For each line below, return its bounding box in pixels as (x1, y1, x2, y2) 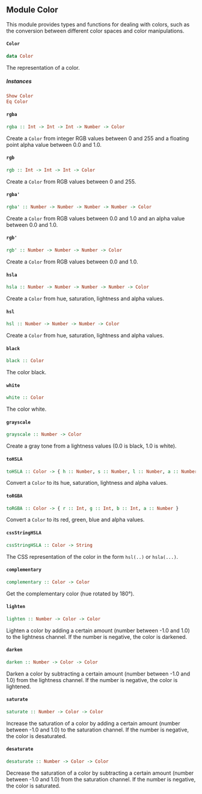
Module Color (6, 5, 58, 15)
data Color (6, 54, 34, 60)
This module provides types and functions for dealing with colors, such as (6, 20, 190, 28)
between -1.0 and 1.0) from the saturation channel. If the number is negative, (6, 775, 196, 783)
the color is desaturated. (6, 732, 67, 739)
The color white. (6, 405, 47, 413)
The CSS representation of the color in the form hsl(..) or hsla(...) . (6, 553, 179, 560)
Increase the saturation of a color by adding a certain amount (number (6, 719, 180, 727)
